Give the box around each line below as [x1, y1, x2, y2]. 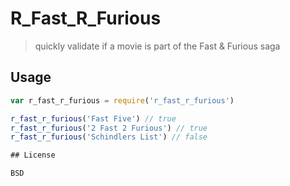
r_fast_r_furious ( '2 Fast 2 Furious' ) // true [10, 123, 208, 133]
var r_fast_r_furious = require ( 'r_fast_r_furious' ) [10, 95, 235, 106]
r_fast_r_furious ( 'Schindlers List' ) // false [10, 132, 208, 142]
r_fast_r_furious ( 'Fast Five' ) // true [10, 113, 177, 124]
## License [10, 150, 56, 161]
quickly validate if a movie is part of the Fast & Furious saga [34, 40, 281, 52]
